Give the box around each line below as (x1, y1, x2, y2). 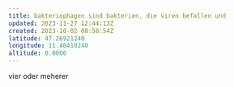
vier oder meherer (8, 72, 69, 81)
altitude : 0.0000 (8, 49, 67, 57)
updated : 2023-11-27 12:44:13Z (8, 19, 114, 27)
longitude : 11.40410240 (8, 42, 89, 50)
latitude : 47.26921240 (8, 34, 85, 43)
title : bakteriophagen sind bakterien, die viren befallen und (8, 11, 227, 20)
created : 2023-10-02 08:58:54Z (8, 27, 114, 35)
